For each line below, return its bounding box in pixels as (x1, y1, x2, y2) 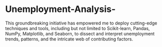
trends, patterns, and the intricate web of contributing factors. (5, 36, 133, 42)
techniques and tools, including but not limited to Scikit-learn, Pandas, (5, 25, 150, 31)
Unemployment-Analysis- (5, 3, 116, 15)
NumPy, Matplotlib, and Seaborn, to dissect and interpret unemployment (5, 30, 155, 36)
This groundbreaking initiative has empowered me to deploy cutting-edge (5, 20, 157, 26)
